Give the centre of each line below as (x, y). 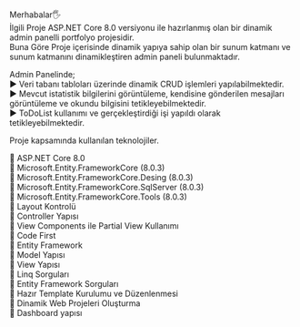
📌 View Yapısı (35, 265)
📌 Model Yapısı (37, 255)
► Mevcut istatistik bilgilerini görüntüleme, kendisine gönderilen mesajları (147, 94)
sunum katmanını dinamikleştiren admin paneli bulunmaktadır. (125, 56)
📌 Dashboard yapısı (46, 313)
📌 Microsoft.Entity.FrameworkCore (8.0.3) (87, 168)
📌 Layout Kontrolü (43, 206)
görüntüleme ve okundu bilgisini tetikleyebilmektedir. (108, 103)
